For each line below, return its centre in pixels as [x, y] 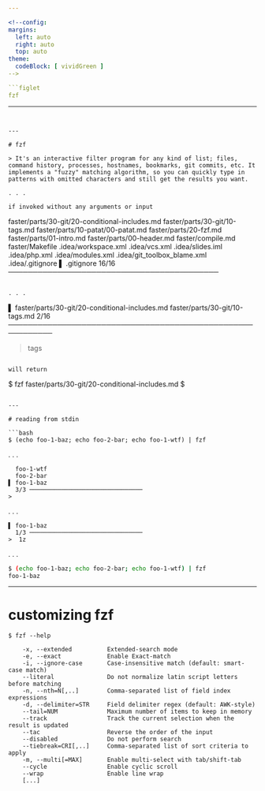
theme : [19, 59]
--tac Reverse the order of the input [118, 733]
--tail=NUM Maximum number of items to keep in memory [137, 712]
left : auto [33, 37]
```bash [21, 433]
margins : [22, 30]
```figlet [24, 88]
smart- [234, 663]
